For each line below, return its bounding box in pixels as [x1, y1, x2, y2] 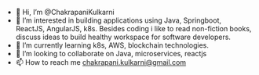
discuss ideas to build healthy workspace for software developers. [15, 32, 232, 41]
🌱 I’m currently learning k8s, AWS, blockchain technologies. [15, 41, 210, 50]
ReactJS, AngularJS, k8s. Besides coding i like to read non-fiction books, [15, 24, 252, 33]
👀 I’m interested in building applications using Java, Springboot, [15, 16, 222, 25]
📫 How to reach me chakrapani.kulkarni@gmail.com [15, 58, 187, 66]
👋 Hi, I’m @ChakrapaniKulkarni [15, 8, 115, 16]
